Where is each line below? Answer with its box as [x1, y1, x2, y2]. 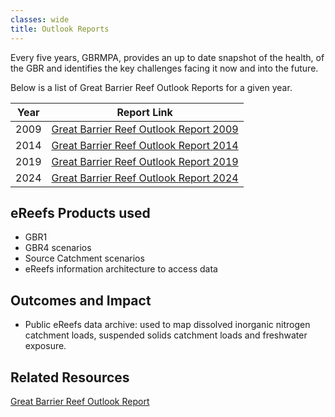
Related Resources [10, 369, 130, 386]
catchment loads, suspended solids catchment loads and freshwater [24, 329, 308, 341]
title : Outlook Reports [10, 24, 110, 34]
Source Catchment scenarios [24, 252, 145, 265]
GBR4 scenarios [24, 242, 92, 254]
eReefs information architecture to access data [24, 263, 218, 275]
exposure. [24, 340, 67, 352]
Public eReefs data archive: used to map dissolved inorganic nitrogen [24, 319, 311, 331]
